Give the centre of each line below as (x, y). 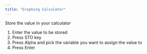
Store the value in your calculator (38, 23)
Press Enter (23, 47)
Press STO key (27, 37)
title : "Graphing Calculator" (36, 9)
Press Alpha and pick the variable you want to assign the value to (77, 42)
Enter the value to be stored (40, 32)
